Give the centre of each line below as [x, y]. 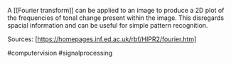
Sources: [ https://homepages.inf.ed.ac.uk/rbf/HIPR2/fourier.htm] [102, 39]
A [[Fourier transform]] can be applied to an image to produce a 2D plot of [116, 10]
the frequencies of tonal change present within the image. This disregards [116, 18]
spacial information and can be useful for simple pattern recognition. [108, 25]
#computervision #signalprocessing [60, 53]
